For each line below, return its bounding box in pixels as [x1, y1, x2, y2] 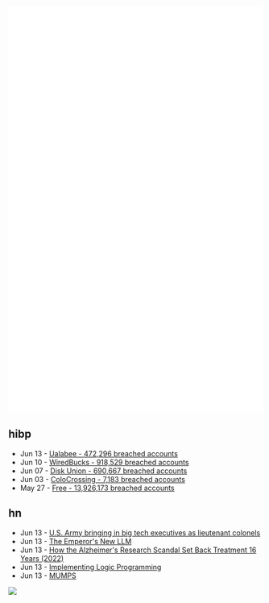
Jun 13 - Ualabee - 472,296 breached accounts [19, 448, 179, 458]
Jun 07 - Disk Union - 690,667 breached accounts [19, 466, 188, 476]
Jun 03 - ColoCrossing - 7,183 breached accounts [19, 474, 185, 484]
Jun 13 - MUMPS [19, 571, 77, 580]
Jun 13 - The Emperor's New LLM [19, 536, 132, 546]
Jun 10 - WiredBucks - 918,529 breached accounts [19, 457, 189, 467]
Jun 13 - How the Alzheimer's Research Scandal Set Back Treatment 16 [19, 545, 257, 555]
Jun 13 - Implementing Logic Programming [19, 562, 162, 572]
